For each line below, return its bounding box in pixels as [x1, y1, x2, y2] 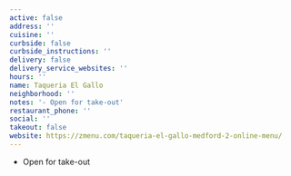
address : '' [9, 22, 55, 31]
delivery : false [9, 55, 71, 64]
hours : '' [9, 73, 47, 82]
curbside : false [9, 38, 71, 48]
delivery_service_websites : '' [9, 64, 128, 73]
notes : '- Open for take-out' [9, 97, 125, 107]
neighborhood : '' [9, 89, 75, 98]
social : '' [9, 114, 51, 123]
